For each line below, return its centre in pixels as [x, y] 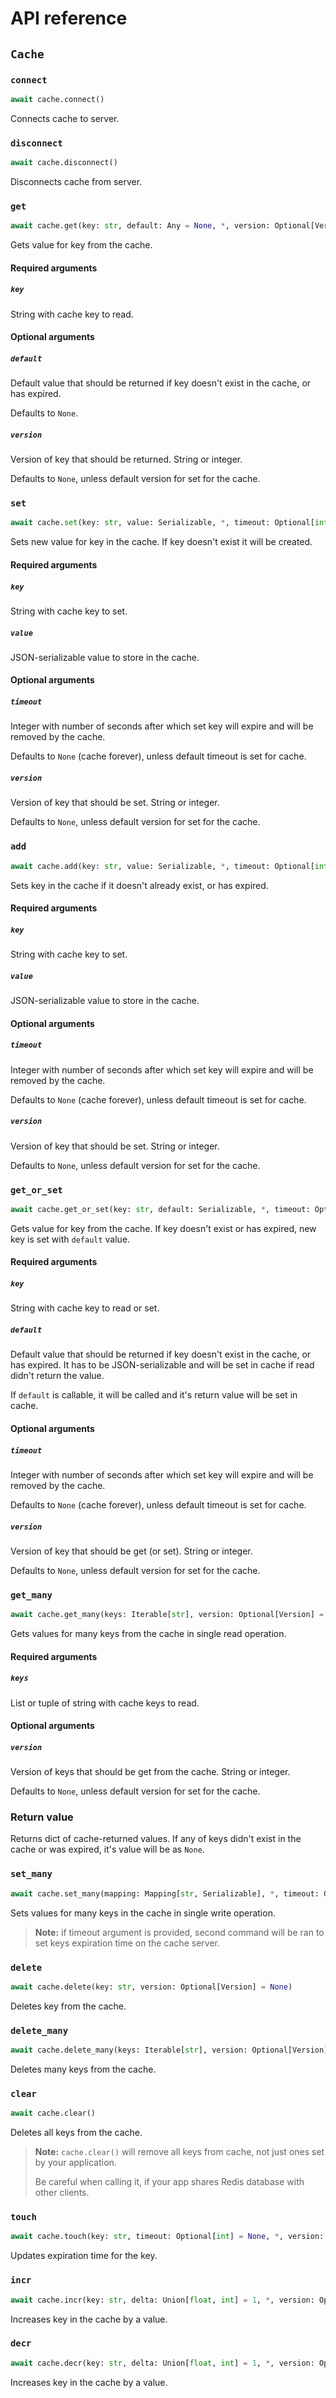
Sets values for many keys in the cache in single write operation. [143, 1913]
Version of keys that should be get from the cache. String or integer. [150, 1772]
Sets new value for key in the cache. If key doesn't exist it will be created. [161, 542]
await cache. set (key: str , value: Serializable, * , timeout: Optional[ [162, 523]
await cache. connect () [57, 99]
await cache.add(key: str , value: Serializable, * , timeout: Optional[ [162, 866]
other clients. [62, 2193]
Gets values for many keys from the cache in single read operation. [148, 1634]
